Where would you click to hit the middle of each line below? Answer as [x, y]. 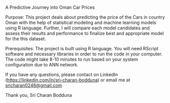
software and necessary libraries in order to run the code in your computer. [84, 54]
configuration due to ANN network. [42, 65]
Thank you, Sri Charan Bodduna [39, 95]
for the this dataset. [26, 39]
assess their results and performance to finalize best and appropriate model [84, 33]
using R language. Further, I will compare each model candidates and [77, 28]
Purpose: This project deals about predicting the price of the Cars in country [85, 17]
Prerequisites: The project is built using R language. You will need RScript [82, 48]
